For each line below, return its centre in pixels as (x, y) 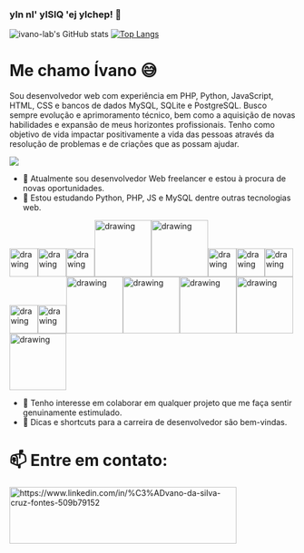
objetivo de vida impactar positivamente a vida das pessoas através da (142, 134)
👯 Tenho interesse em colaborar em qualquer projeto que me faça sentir (157, 403)
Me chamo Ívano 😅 (83, 71)
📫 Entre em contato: (88, 461)
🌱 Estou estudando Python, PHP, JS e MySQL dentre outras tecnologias (157, 198)
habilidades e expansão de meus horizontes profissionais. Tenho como (142, 125)
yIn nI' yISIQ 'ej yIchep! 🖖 (65, 15)
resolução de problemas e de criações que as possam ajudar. (124, 144)
